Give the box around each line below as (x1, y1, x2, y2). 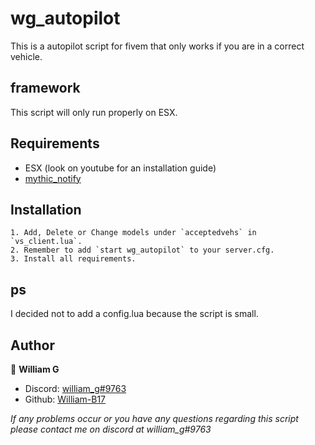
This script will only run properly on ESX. (10, 106, 178, 118)
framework (10, 80, 81, 97)
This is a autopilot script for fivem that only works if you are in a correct (10, 40, 305, 52)
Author (10, 337, 55, 354)
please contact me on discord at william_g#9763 (10, 423, 212, 435)
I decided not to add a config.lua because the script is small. (10, 308, 259, 320)
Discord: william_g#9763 (24, 383, 127, 394)
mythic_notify (24, 172, 82, 184)
